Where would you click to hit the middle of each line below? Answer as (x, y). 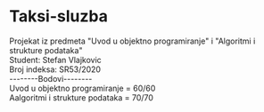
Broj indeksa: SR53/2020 (55, 69)
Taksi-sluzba (59, 16)
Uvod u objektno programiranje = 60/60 (82, 88)
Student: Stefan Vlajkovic (56, 60)
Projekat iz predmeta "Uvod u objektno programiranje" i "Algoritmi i (132, 41)
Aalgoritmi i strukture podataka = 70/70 (82, 97)
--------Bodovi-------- (51, 78)
